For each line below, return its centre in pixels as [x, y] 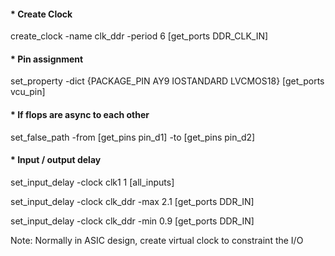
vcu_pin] [28, 92]
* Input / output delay [56, 160]
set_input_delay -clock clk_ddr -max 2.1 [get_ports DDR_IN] [132, 201]
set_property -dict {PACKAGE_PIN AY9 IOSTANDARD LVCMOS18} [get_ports [167, 81]
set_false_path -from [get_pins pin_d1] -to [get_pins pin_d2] [133, 137]
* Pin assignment [47, 59]
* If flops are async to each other [80, 114]
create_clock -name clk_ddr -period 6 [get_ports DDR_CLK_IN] [139, 36]
